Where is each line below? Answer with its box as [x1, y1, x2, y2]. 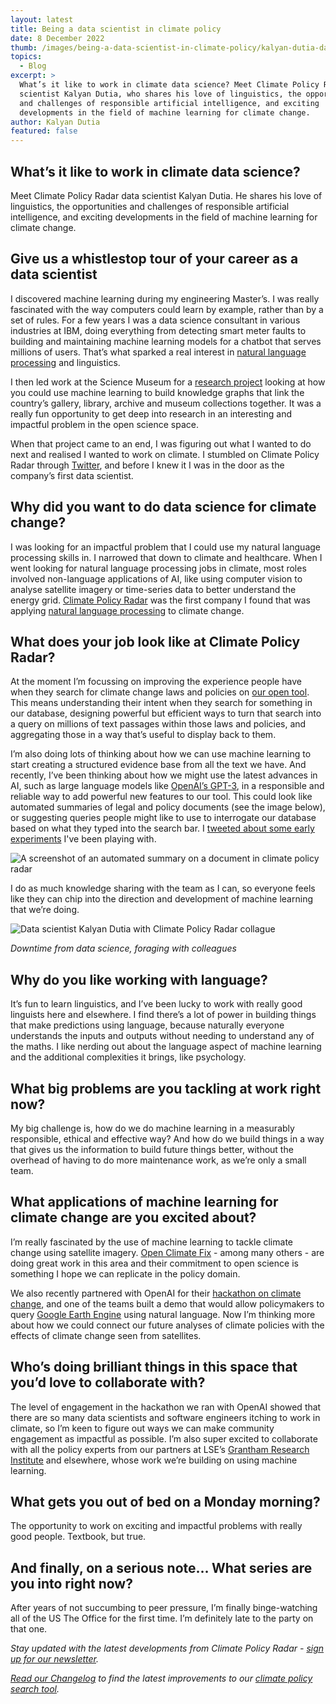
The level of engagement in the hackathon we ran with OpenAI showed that [10, 1401, 322, 1413]
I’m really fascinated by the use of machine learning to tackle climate [10, 1236, 293, 1248]
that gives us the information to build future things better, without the [10, 1144, 294, 1155]
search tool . [10, 1683, 60, 1695]
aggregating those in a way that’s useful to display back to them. [10, 729, 277, 741]
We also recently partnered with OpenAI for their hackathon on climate [10, 1287, 302, 1299]
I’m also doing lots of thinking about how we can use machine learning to [10, 748, 312, 760]
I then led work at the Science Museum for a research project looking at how [10, 376, 326, 388]
